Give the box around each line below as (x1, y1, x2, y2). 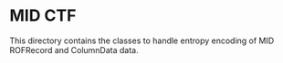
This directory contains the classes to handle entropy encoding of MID (9, 35, 275, 46)
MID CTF (9, 5, 77, 26)
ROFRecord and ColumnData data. (9, 44, 139, 55)
